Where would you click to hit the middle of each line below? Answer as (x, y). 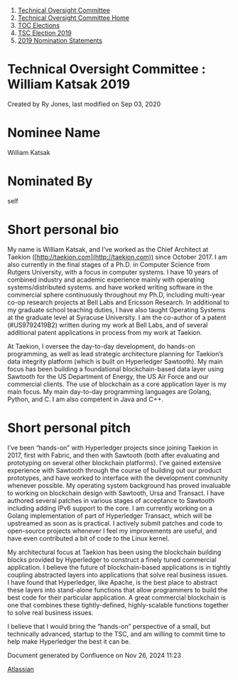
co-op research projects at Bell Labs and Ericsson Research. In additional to (118, 302)
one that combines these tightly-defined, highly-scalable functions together (118, 605)
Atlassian (21, 669)
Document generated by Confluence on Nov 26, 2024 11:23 (94, 655)
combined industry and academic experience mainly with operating (106, 280)
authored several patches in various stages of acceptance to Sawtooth (111, 500)
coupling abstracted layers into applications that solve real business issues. (118, 575)
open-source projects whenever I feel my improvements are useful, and (112, 531)
